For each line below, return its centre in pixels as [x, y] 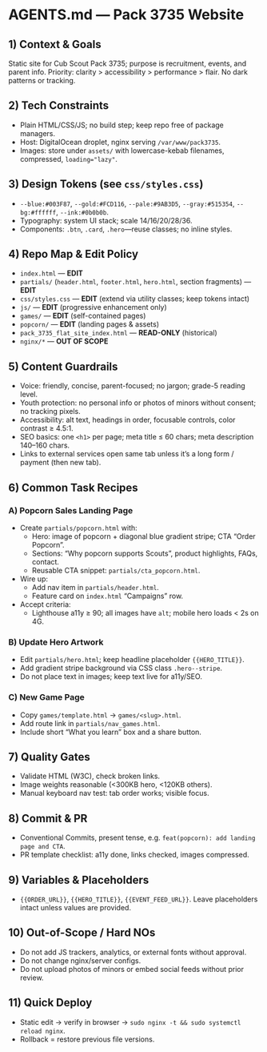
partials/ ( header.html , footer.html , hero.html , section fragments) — [135, 282]
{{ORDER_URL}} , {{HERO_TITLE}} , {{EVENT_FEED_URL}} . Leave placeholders [139, 899]
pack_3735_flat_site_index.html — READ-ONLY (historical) [118, 333]
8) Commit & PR [48, 818]
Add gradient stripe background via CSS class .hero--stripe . [121, 668]
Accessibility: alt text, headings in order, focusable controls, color [128, 420]
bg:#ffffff [38, 213]
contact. [46, 561]
